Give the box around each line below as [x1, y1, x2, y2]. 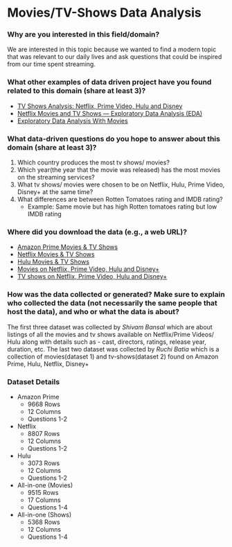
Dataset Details [7, 376, 60, 386]
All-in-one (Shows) [17, 510, 72, 519]
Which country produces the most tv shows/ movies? [17, 158, 170, 167]
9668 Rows [27, 400, 61, 408]
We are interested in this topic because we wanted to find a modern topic [7, 45, 217, 53]
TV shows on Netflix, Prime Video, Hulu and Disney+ [17, 272, 168, 281]
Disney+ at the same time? [17, 188, 93, 196]
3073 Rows [27, 459, 60, 467]
